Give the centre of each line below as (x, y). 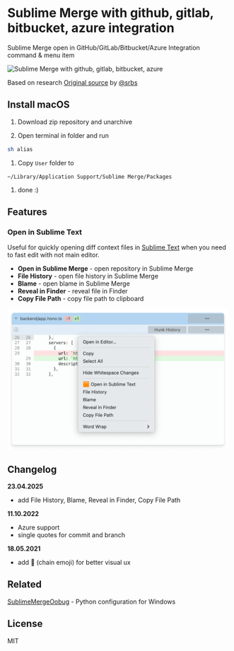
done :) (28, 189)
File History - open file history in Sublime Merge (88, 276)
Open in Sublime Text (45, 232)
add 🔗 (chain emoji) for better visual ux (74, 562)
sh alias (20, 149)
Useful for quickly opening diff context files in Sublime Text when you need (117, 247)
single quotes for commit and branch (71, 534)
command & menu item (41, 55)
